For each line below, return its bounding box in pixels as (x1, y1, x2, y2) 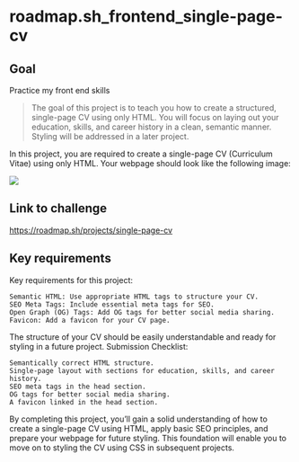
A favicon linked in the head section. (9, 397, 159, 406)
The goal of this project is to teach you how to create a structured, (31, 102, 277, 113)
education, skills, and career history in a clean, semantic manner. (31, 121, 272, 132)
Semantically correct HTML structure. (9, 358, 154, 368)
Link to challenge (9, 200, 108, 217)
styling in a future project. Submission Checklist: (9, 341, 189, 351)
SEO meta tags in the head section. (9, 382, 146, 391)
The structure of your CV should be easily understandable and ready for (9, 331, 277, 342)
